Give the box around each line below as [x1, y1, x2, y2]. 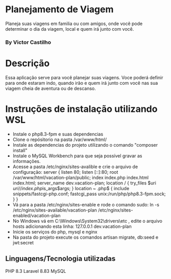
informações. [12, 158, 41, 164]
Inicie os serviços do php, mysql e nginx [12, 228, 98, 235]
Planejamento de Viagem [5, 4, 114, 15]
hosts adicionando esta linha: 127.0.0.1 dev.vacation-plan [12, 223, 132, 229]
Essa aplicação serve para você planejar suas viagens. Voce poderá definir [5, 74, 163, 80]
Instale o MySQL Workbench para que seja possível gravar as [12, 152, 142, 159]
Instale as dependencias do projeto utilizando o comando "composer [12, 142, 158, 148]
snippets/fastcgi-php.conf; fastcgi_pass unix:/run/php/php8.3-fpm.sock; [12, 191, 166, 197]
